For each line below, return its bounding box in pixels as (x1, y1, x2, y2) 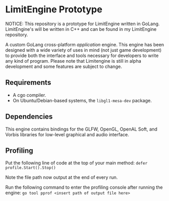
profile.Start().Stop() (5, 166, 56, 171)
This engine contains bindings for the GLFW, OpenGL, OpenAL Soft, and (5, 126, 158, 132)
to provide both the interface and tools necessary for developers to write (5, 52, 159, 59)
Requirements (5, 78, 51, 87)
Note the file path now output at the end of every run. (5, 174, 118, 180)
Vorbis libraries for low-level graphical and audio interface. (5, 131, 130, 137)
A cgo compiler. (12, 92, 46, 98)
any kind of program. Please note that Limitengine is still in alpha (5, 58, 142, 64)
